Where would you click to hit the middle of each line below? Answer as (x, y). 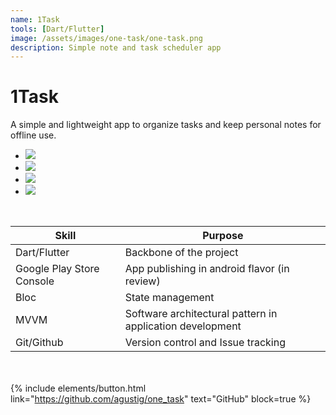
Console (35, 281)
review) (142, 281)
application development (183, 326)
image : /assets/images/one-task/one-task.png (106, 38)
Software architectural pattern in (201, 314)
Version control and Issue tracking (205, 343)
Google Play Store (57, 269)
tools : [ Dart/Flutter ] (57, 29)
